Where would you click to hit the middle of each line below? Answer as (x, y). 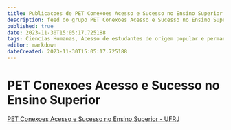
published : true (30, 26)
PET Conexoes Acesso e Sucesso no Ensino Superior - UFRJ (93, 119)
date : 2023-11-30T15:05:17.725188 (57, 32)
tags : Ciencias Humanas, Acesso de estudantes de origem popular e (106, 39)
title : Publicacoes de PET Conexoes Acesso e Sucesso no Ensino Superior (115, 13)
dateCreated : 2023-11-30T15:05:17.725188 (67, 52)
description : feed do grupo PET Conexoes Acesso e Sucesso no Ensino (109, 20)
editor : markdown (32, 45)
